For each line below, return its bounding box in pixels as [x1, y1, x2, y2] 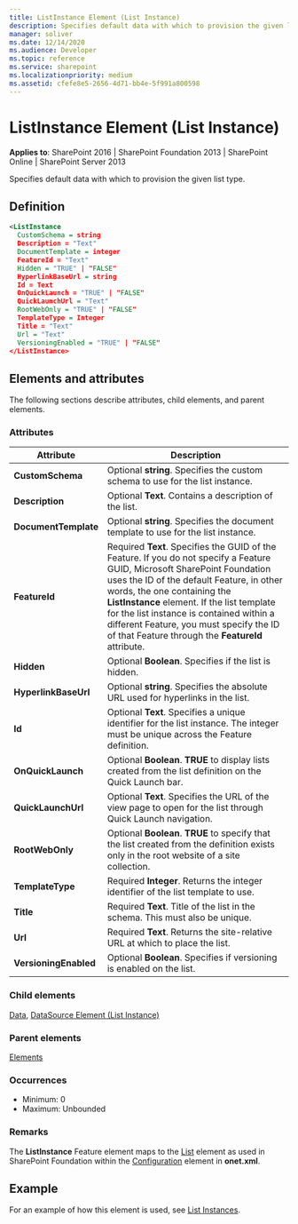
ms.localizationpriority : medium [9, 71, 133, 80]
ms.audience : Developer [9, 46, 98, 55]
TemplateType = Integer [17, 314, 105, 322]
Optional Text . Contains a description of [106, 489, 273, 502]
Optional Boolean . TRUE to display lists [106, 754, 271, 767]
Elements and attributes [9, 370, 145, 386]
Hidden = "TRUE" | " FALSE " [17, 264, 117, 273]
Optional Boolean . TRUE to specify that [106, 827, 271, 839]
